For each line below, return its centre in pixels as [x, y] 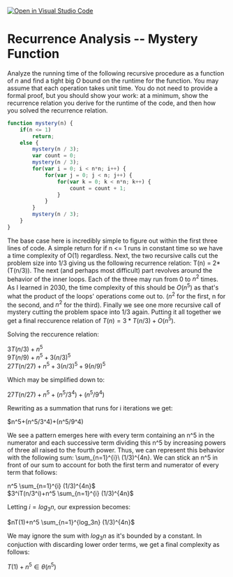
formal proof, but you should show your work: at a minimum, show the [108, 95]
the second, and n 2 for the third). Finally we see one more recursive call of [114, 304]
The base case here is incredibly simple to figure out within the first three [112, 241]
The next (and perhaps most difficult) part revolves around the [123, 270]
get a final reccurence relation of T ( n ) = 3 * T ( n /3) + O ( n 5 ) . [91, 320]
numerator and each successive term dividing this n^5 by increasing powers [117, 442]
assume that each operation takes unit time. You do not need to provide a [113, 88]
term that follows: [32, 472]
